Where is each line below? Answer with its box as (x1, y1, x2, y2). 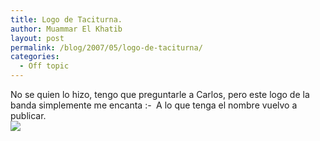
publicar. (10, 110, 47, 121)
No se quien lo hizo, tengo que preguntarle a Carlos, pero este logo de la (10, 89, 310, 100)
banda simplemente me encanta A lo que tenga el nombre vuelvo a (10, 99, 298, 111)
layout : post (10, 33, 65, 43)
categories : (10, 52, 60, 62)
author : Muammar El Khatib (10, 24, 123, 34)
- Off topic (19, 61, 70, 71)
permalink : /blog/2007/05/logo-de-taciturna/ (10, 42, 203, 53)
